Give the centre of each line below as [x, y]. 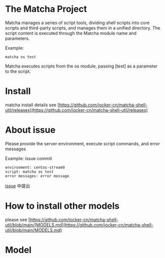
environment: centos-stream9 [35, 167]
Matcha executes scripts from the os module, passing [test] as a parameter [81, 66]
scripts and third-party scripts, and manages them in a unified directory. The [83, 28]
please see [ [18, 220]
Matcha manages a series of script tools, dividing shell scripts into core [77, 23]
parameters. [17, 38]
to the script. [18, 71]
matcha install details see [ [32, 105]
